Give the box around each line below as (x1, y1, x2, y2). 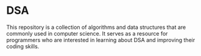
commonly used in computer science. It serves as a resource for (6, 30, 168, 37)
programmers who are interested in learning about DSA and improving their (6, 36, 196, 43)
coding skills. (6, 43, 40, 50)
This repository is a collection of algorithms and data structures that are (6, 23, 186, 31)
